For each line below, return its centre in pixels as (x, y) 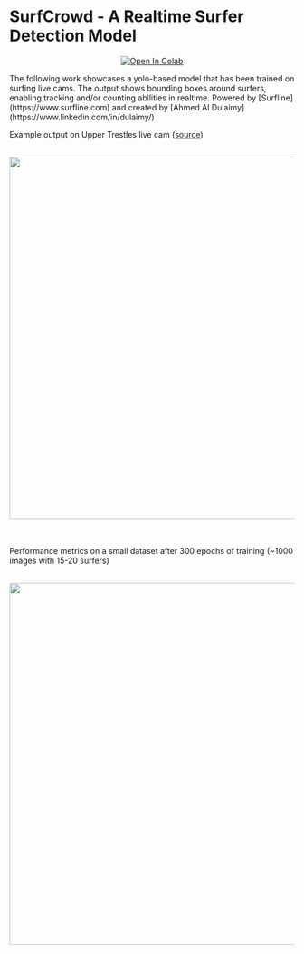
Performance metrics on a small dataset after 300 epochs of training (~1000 (152, 550)
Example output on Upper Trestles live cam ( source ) (106, 134)
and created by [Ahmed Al (161, 107)
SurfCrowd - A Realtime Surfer (127, 17)
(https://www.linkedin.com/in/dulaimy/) (82, 117)
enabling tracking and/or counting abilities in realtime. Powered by (133, 98)
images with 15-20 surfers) (60, 560)
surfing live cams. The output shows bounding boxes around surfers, (138, 88)
